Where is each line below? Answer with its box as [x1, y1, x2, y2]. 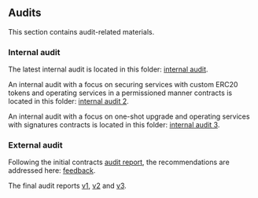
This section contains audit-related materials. [8, 27, 155, 36]
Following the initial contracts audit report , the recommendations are [8, 157, 230, 167]
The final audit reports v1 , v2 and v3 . [8, 181, 127, 191]
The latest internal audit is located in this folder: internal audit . [8, 64, 208, 74]
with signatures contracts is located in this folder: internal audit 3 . [8, 120, 220, 130]
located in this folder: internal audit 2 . [8, 97, 130, 106]
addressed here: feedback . [8, 166, 96, 175]
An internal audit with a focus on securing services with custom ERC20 [8, 80, 238, 90]
